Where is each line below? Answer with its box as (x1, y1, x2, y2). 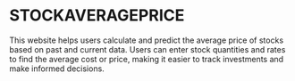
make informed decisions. (9, 63, 105, 74)
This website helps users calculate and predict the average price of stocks (9, 35, 284, 45)
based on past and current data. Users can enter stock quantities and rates (9, 44, 286, 54)
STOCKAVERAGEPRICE (9, 5, 185, 26)
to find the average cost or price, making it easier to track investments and (9, 53, 284, 64)
